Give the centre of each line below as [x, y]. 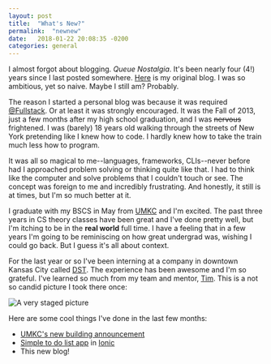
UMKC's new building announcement [82, 334]
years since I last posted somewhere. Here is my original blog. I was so [127, 78]
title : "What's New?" [47, 24]
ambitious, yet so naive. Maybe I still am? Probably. [94, 87]
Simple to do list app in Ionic [67, 343]
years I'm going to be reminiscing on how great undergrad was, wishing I [130, 237]
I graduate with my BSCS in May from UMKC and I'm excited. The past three [135, 211]
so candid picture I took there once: [68, 287]
